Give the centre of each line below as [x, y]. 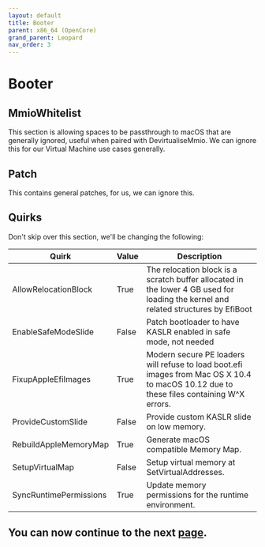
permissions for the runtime [198, 495]
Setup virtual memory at [191, 462]
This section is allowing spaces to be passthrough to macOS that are [119, 132]
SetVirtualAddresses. [185, 472]
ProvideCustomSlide [50, 421]
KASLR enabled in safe [188, 331]
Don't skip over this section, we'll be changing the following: [106, 236]
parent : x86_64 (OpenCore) [52, 30]
